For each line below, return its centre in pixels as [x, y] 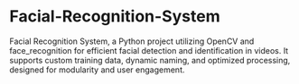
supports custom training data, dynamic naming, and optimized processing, [150, 60]
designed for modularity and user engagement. [97, 70]
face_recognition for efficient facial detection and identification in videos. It [149, 50]
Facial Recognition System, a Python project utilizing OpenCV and [132, 41]
